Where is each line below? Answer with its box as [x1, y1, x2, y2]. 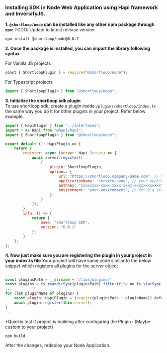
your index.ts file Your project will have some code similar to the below [5, 257, 152, 263]
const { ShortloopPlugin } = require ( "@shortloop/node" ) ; [5, 70, 128, 75]
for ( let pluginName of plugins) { [5, 291, 79, 296]
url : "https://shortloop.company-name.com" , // [58, 174, 159, 179]
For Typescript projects [5, 79, 53, 85]
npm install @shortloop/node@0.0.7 [5, 36, 79, 41]
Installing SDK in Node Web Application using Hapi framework [5, 4, 158, 11]
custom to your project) [5, 324, 54, 330]
